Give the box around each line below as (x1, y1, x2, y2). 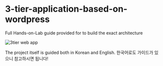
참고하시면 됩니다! (14, 55, 48, 62)
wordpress (5, 14, 50, 25)
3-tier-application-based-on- (5, 3, 128, 15)
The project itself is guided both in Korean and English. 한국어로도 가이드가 (5, 49, 153, 55)
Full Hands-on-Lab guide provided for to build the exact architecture (5, 30, 143, 36)
